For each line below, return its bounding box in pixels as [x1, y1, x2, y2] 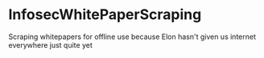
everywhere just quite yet [8, 40, 93, 49]
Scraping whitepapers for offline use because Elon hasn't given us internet [8, 32, 256, 41]
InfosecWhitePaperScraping [8, 6, 202, 24]
